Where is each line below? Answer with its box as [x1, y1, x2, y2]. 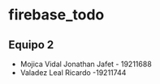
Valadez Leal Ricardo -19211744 [19, 68, 127, 78]
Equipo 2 [8, 38, 54, 52]
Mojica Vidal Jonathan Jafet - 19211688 [19, 59, 152, 69]
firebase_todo [8, 6, 105, 24]
